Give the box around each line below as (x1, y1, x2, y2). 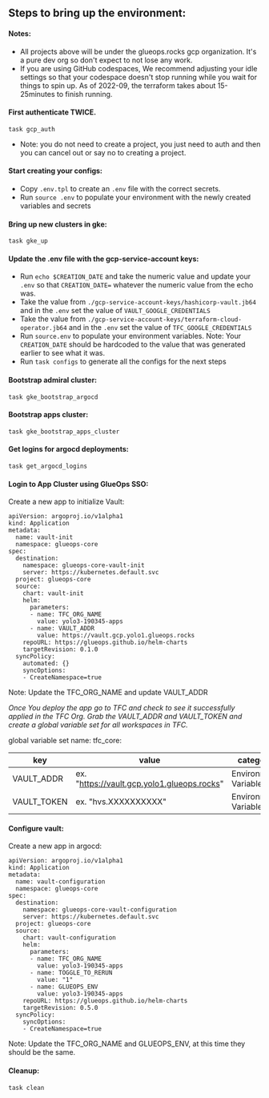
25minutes (19, 89, 55, 99)
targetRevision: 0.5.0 (22, 1004, 98, 1012)
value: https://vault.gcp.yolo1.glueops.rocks (37, 632, 195, 640)
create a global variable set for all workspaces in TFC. (8, 720, 188, 730)
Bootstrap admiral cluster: (8, 376, 98, 384)
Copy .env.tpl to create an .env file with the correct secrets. (19, 184, 221, 193)
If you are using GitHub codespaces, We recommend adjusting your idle (19, 63, 258, 73)
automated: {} (22, 660, 70, 668)
